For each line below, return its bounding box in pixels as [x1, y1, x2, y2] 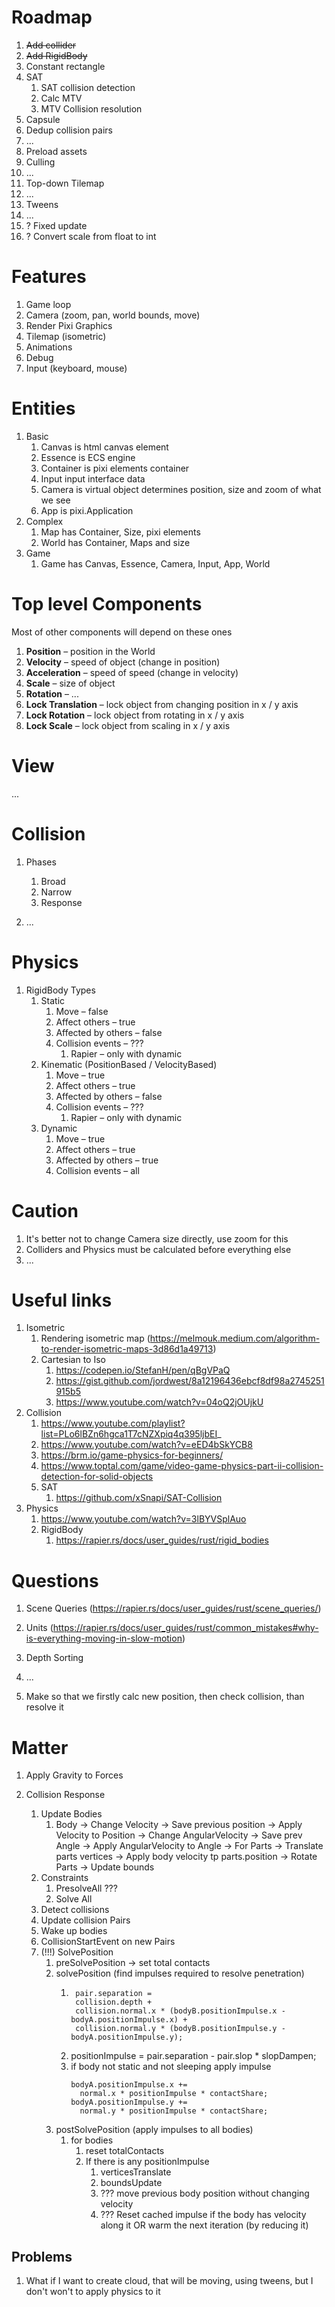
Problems [11, 2248, 73, 2265]
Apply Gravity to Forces [25, 1769, 124, 1781]
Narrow [40, 886, 73, 898]
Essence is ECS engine [40, 451, 136, 463]
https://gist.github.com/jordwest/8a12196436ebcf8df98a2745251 [55, 1375, 325, 1387]
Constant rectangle [25, 60, 106, 72]
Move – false [55, 1005, 109, 1017]
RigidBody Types [25, 984, 96, 996]
